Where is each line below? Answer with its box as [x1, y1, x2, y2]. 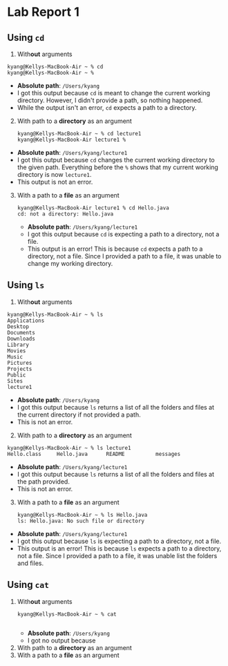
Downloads [7, 335, 36, 342]
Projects [7, 365, 32, 372]
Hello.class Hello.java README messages [7, 450, 181, 457]
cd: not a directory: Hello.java [17, 211, 114, 218]
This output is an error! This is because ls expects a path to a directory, [17, 544, 222, 553]
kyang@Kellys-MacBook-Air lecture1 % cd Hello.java [17, 204, 169, 211]
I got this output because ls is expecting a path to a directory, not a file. [17, 537, 222, 545]
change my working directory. [27, 260, 113, 267]
